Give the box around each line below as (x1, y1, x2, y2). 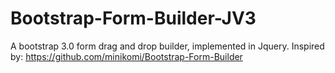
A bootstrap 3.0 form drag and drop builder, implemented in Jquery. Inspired (10, 40, 325, 52)
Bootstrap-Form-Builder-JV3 (10, 7, 257, 30)
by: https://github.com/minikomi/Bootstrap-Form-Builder (10, 50, 243, 62)
